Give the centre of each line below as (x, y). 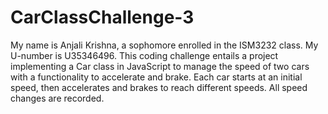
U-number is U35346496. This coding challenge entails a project (144, 55)
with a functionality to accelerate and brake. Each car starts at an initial (156, 77)
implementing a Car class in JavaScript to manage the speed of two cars (160, 66)
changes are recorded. (57, 98)
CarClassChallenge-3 (102, 17)
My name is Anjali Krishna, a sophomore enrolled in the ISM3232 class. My (164, 45)
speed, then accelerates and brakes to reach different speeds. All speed (159, 87)
